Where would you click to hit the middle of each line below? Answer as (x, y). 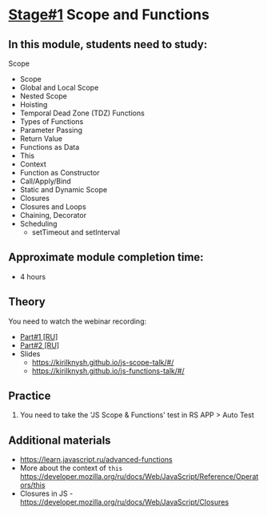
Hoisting (34, 105)
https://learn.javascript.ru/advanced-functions (96, 460)
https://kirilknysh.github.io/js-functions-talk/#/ (108, 371)
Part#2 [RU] (40, 345)
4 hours (33, 276)
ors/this (32, 485)
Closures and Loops (53, 207)
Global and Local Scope (59, 87)
